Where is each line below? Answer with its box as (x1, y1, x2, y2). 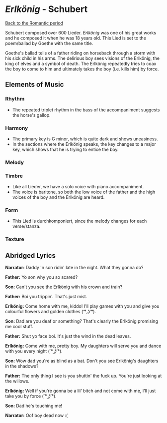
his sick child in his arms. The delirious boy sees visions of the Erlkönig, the (5, 55, 160, 61)
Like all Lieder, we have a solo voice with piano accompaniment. (12, 184, 144, 190)
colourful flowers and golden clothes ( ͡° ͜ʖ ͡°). (5, 309, 96, 315)
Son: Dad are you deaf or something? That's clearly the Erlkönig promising (5, 318, 158, 324)
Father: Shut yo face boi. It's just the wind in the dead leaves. (5, 333, 131, 339)
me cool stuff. (5, 324, 33, 330)
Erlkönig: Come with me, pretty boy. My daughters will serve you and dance (5, 343, 162, 349)
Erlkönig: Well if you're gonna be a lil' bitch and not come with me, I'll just (5, 388, 156, 394)
